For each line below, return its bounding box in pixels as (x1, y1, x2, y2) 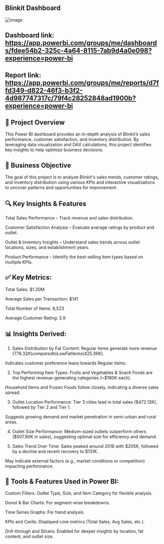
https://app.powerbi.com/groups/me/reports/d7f (5, 79, 159, 87)
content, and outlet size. (5, 534, 54, 540)
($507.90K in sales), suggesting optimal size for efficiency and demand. (12, 434, 158, 439)
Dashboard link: (5, 31, 55, 40)
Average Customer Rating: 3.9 (5, 315, 66, 321)
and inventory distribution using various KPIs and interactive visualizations (5, 179, 155, 186)
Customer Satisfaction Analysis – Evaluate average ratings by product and (5, 224, 154, 230)
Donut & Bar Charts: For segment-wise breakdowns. (5, 500, 110, 506)
